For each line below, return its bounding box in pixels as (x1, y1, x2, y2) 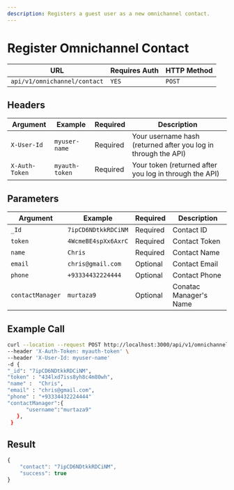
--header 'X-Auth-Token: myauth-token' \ (7, 348, 130, 355)
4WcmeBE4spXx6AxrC (67, 238, 129, 245)
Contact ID (172, 225, 208, 235)
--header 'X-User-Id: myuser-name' (7, 354, 111, 361)
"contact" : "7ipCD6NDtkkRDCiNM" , (19, 464, 117, 470)
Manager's (172, 291, 208, 300)
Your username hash (132, 132, 200, 141)
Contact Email (172, 259, 218, 269)
